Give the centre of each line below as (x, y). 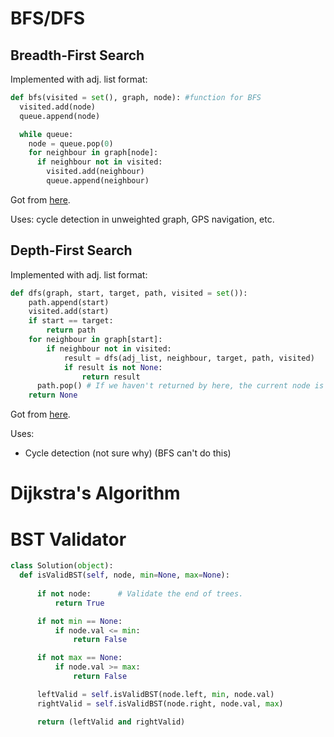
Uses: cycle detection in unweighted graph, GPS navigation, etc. (142, 219)
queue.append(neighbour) (98, 181)
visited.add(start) (69, 312)
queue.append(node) (60, 116)
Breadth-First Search (77, 55)
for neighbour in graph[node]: (93, 153)
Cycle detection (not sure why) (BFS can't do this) (128, 453)
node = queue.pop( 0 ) (71, 143)
